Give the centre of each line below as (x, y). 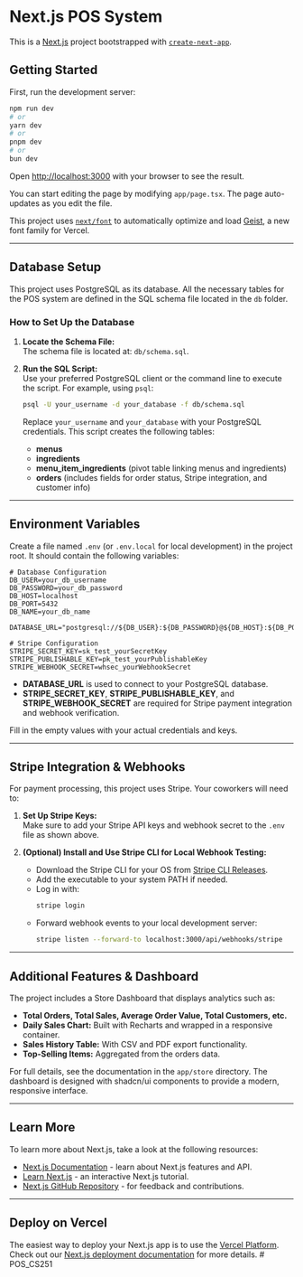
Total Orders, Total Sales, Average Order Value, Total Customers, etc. (155, 1016)
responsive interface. (49, 1091)
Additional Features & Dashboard (104, 977)
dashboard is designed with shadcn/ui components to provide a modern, (144, 1081)
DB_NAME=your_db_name (50, 612)
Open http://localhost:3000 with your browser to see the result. (127, 176)
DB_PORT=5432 (34, 604)
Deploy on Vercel (59, 1223)
